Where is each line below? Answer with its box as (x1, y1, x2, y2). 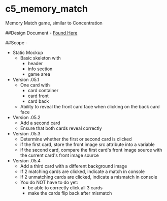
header (27, 60, 43, 66)
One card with (20, 82, 50, 88)
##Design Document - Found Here (5, 30, 78, 36)
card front (27, 93, 49, 99)
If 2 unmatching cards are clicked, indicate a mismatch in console (20, 174, 157, 180)
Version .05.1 (12, 76, 40, 82)
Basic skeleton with (20, 54, 61, 61)
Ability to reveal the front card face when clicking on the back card (20, 103, 160, 109)
